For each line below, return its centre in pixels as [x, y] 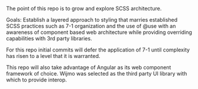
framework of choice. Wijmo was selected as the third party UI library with [97, 73]
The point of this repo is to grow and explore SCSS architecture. [84, 8]
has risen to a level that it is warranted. [53, 56]
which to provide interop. [37, 80]
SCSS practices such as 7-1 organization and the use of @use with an [91, 26]
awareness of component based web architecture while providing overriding [99, 32]
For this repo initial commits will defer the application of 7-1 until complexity [98, 50]
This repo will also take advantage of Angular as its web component [89, 67]
